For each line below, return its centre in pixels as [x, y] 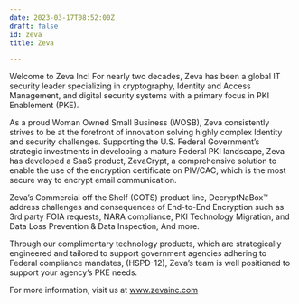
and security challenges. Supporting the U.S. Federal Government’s [135, 142]
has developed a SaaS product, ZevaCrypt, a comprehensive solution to [143, 161]
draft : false [34, 26]
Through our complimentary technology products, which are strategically [145, 244]
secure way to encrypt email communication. [93, 180]
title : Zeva [32, 43]
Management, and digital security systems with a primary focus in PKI [139, 96]
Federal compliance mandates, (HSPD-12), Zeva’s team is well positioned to [150, 263]
